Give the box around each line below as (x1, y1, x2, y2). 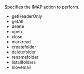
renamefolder (11, 54, 39, 60)
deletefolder (11, 49, 36, 55)
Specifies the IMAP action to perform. (4, 4, 80, 10)
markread (11, 39, 31, 45)
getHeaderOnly (11, 13, 42, 19)
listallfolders (11, 60, 36, 65)
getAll (11, 19, 24, 24)
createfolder (11, 44, 37, 49)
